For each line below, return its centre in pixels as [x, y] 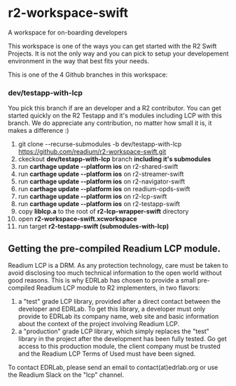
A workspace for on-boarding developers [68, 32]
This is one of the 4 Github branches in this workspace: [88, 75]
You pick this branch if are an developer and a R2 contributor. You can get [114, 108]
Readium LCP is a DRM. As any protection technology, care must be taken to [118, 266]
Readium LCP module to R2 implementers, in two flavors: [118, 288]
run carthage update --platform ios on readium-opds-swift [104, 189]
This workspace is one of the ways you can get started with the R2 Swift [112, 46]
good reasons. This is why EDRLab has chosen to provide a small [102, 281]
